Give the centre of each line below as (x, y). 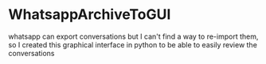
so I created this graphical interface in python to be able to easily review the (133, 44)
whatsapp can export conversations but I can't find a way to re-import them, (133, 36)
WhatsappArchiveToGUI (90, 15)
